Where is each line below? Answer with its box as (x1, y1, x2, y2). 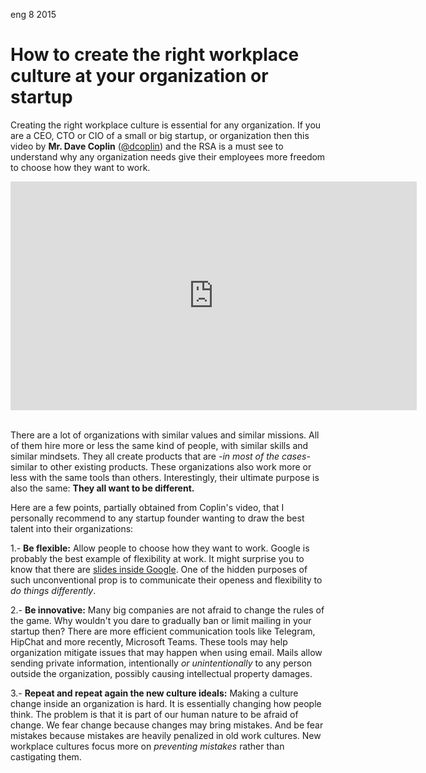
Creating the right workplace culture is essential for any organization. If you (10, 119, 322, 131)
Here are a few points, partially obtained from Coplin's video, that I (10, 501, 285, 513)
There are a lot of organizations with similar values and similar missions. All (10, 429, 320, 441)
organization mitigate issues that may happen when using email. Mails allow (10, 646, 323, 658)
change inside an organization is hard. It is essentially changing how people (10, 697, 322, 709)
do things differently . (10, 584, 97, 596)
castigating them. (10, 750, 82, 763)
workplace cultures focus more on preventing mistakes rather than (10, 740, 285, 752)
